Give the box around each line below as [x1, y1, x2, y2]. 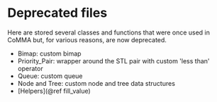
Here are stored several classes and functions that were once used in [7, 28, 211, 37]
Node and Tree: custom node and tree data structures [17, 79, 176, 87]
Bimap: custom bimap [17, 49, 82, 58]
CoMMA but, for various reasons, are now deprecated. [7, 35, 167, 44]
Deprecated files [7, 5, 108, 21]
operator [17, 64, 44, 72]
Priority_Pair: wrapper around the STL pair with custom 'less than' [17, 56, 211, 65]
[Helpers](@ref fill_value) [17, 87, 91, 95]
